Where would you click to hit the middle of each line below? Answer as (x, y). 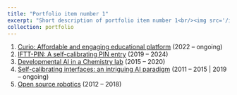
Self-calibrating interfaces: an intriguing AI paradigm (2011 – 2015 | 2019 (122, 69)
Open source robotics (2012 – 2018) (69, 84)
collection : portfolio (41, 27)
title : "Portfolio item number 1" (58, 14)
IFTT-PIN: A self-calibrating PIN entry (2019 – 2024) (93, 54)
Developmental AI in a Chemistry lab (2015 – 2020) (91, 62)
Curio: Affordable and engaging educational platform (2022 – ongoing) (120, 47)
